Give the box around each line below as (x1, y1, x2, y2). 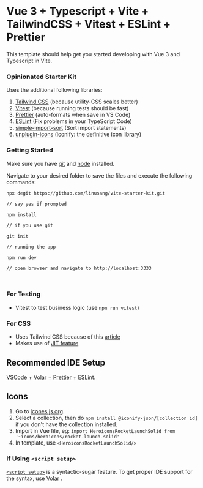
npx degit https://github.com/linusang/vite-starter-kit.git (6, 190, 166, 197)
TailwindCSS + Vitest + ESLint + (6, 17, 171, 31)
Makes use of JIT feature (15, 340, 79, 347)
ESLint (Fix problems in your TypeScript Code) (15, 118, 133, 125)
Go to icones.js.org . (15, 407, 65, 415)
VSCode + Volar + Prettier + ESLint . (6, 374, 96, 381)
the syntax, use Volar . (6, 475, 63, 482)
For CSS (6, 319, 31, 328)
